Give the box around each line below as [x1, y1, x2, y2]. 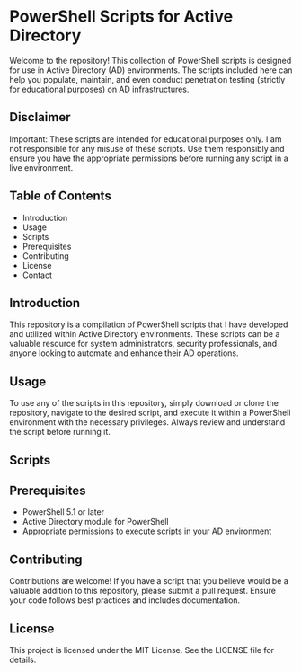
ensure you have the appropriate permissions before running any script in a [9, 153, 289, 164]
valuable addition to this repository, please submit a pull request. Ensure [9, 586, 277, 597]
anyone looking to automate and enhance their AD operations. [9, 348, 239, 358]
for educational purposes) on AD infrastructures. [9, 84, 190, 94]
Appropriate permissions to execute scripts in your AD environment [22, 526, 272, 536]
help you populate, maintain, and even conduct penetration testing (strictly [9, 74, 286, 84]
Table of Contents [9, 189, 112, 204]
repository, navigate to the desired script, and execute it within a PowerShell [9, 407, 291, 419]
